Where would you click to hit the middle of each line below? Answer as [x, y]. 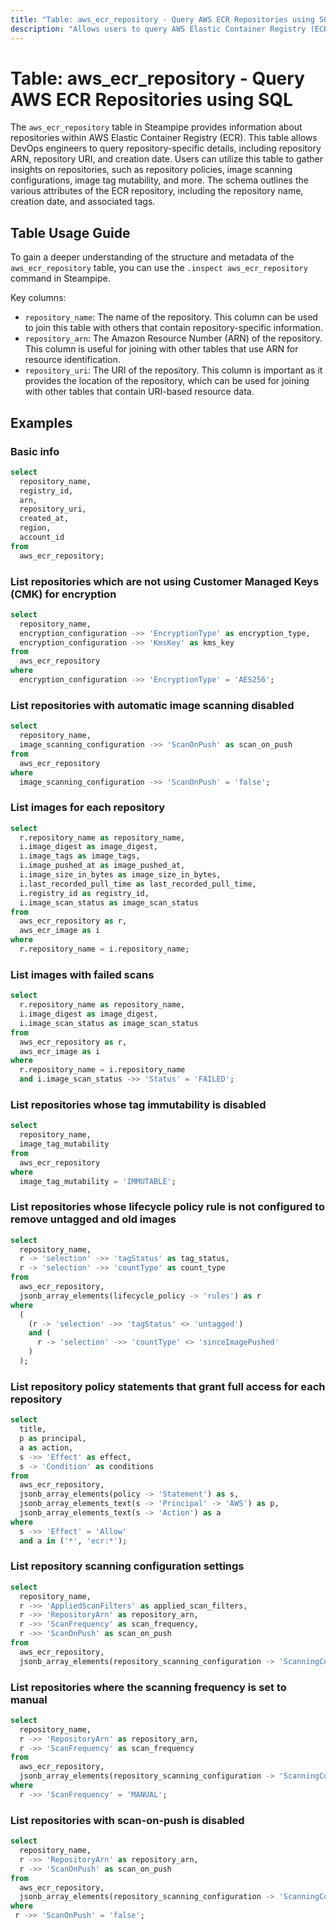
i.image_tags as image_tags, [80, 856]
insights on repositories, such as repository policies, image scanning [151, 170]
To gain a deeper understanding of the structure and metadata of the [152, 257]
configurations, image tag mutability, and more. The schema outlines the [159, 180]
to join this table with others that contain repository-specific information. [173, 328]
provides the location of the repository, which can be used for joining [167, 381]
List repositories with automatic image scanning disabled [152, 705]
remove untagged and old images [93, 1219]
